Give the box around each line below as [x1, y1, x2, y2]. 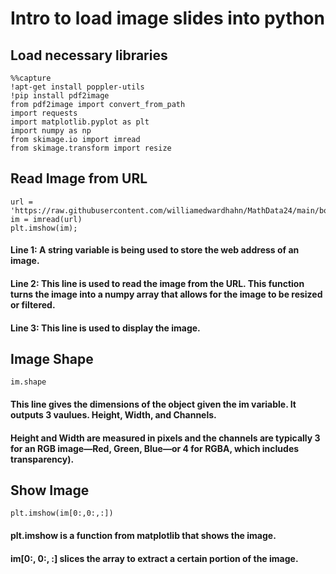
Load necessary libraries [10, 47, 168, 64]
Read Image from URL [10, 170, 148, 187]
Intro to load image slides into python [10, 7, 325, 30]
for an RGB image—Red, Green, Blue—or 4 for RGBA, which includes [10, 442, 300, 454]
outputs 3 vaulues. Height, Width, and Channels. [10, 409, 217, 421]
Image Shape [10, 350, 94, 367]
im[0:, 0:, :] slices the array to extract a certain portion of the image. [10, 552, 299, 564]
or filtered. [10, 299, 56, 311]
